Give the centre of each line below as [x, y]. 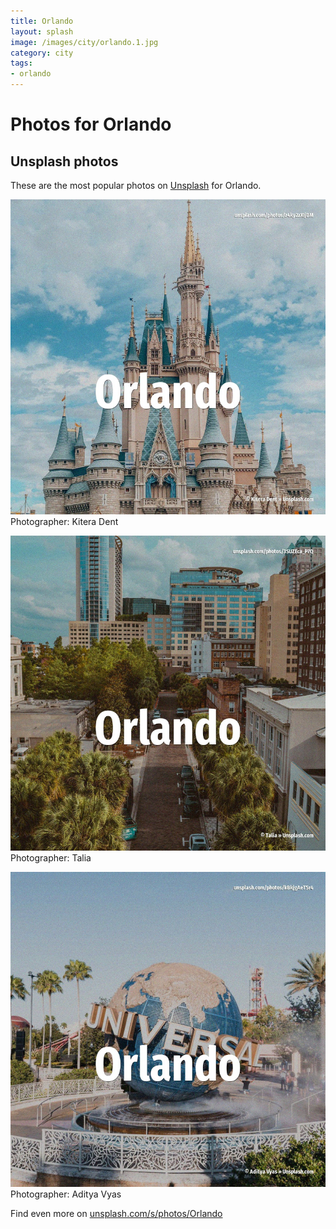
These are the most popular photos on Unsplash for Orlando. [136, 185]
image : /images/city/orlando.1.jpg [84, 42]
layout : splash [42, 31]
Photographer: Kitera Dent [64, 521]
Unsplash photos [64, 161]
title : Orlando [42, 21]
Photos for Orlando [91, 124]
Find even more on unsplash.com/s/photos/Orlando [116, 1213]
